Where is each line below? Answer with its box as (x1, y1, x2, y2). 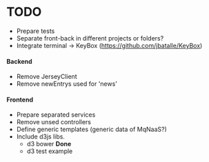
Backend (6, 57, 32, 65)
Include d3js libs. (16, 132, 65, 141)
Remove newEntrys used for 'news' (16, 80, 118, 88)
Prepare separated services (16, 111, 96, 119)
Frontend (6, 95, 34, 104)
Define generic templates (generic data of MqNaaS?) (16, 125, 167, 134)
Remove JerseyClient (16, 73, 77, 81)
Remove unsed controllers (16, 118, 91, 126)
